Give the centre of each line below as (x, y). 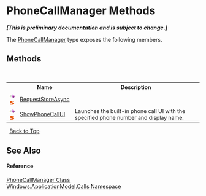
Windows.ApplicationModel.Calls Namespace (64, 186)
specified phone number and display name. (129, 117)
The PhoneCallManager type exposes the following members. (84, 39)
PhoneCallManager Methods (81, 11)
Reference (20, 166)
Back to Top (24, 131)
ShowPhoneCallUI (42, 114)
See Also (24, 150)
